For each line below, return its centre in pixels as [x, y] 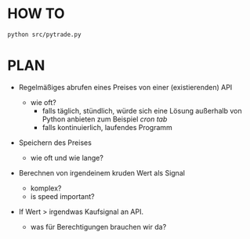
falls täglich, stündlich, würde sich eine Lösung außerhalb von [142, 110]
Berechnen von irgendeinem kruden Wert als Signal [102, 172]
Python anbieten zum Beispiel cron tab [105, 119]
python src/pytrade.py [44, 34]
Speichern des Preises [55, 143]
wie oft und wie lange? [67, 158]
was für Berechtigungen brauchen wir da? [98, 226]
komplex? [46, 188]
